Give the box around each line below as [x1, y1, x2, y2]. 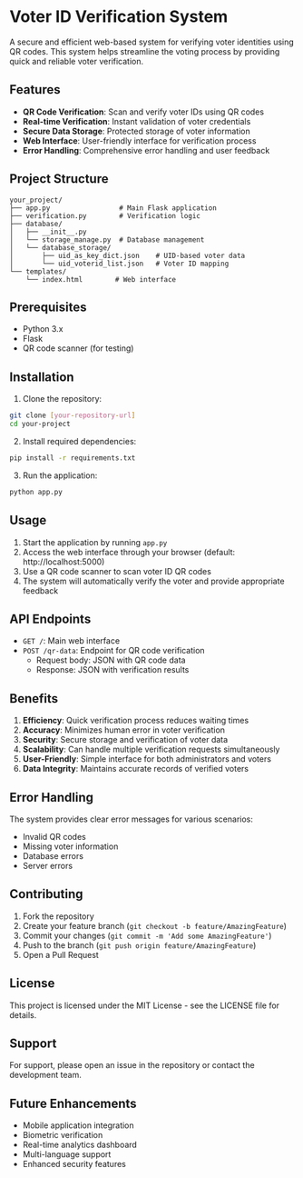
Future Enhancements [9, 1095, 138, 1111]
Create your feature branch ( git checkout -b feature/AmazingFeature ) [22, 920, 288, 931]
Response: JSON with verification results [35, 664, 190, 675]
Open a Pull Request [22, 949, 100, 960]
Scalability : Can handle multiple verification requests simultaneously [22, 744, 280, 755]
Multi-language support [22, 1149, 112, 1160]
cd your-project [9, 420, 71, 429]
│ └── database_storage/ [9, 243, 112, 252]
